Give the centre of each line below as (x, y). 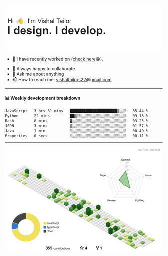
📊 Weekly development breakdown (43, 98)
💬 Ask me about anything (38, 74)
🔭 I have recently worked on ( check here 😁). (58, 59)
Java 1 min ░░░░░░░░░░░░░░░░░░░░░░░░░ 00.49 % (77, 131)
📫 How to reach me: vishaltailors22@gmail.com (62, 80)
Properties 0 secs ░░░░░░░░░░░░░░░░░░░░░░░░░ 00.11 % (77, 136)
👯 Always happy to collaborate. (44, 69)
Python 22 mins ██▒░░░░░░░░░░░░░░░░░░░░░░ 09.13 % (77, 116)
